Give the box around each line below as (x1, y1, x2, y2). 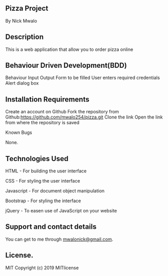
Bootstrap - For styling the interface (5, 198, 81, 204)
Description (5, 33, 44, 42)
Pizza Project (5, 4, 49, 13)
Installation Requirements (5, 95, 90, 104)
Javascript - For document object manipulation (5, 188, 105, 194)
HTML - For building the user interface (5, 168, 87, 174)
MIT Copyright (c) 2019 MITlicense (5, 264, 79, 271)
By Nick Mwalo (5, 17, 38, 24)
